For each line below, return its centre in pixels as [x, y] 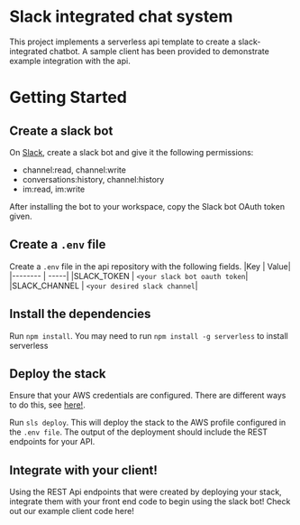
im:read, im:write [54, 189]
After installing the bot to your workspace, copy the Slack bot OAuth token [147, 206]
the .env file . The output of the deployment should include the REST [139, 432]
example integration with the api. [70, 61]
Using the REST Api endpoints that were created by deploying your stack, [145, 492]
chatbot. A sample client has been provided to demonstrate [159, 51]
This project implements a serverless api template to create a [123, 42]
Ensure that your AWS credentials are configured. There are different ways [148, 396]
